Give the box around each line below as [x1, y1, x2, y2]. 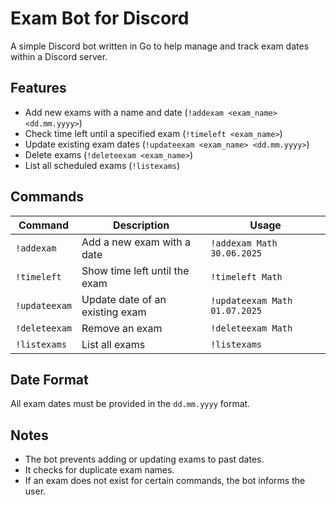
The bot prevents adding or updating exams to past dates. [24, 453, 265, 466]
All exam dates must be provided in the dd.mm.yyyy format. [10, 398, 251, 410]
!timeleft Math [210, 271, 283, 282]
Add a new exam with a [81, 235, 192, 249]
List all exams [81, 337, 146, 351]
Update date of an [81, 292, 167, 306]
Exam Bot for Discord [10, 7, 190, 30]
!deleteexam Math [210, 322, 293, 334]
